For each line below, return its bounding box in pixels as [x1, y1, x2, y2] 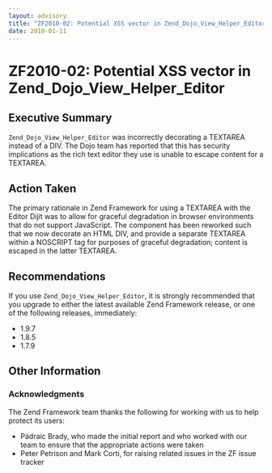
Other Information [8, 365, 101, 378]
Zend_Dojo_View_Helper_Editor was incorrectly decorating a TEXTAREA [8, 133, 245, 142]
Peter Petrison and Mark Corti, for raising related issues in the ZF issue [19, 448, 257, 458]
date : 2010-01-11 [8, 27, 67, 35]
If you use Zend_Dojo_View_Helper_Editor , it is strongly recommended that [8, 291, 255, 300]
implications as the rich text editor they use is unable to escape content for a [8, 150, 264, 159]
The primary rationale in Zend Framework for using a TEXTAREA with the [8, 203, 251, 213]
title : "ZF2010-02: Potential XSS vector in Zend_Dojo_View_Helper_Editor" [8, 19, 270, 27]
